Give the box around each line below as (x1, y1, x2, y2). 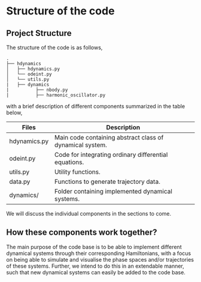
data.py (9, 178, 31, 186)
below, (6, 109, 23, 116)
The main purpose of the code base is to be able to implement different (6, 243, 182, 250)
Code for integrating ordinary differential (54, 151, 168, 159)
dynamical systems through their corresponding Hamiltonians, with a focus (6, 250, 191, 257)
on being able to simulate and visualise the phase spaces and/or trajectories (6, 256, 194, 263)
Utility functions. (54, 168, 100, 176)
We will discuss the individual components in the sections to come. (6, 210, 172, 217)
